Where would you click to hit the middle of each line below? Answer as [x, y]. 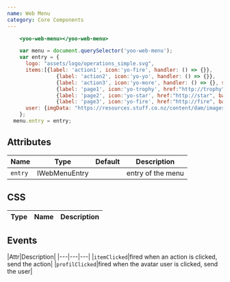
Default [108, 162]
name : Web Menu [29, 13]
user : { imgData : [48, 108]
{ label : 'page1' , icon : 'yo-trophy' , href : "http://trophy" [140, 89]
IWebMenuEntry [63, 173]
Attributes [29, 142]
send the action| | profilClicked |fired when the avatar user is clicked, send [113, 264]
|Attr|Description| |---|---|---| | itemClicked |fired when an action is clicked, [112, 257]
